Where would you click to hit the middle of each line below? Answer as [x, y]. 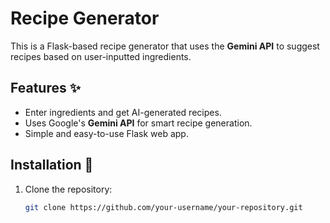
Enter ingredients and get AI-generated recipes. [123, 112]
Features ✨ [45, 88]
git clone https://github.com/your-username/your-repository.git [163, 207]
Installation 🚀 [52, 165]
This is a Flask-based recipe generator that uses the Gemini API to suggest [165, 46]
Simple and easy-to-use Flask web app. [106, 133]
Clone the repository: [68, 189]
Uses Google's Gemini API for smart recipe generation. [138, 123]
